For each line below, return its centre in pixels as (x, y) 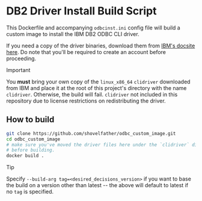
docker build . (25, 156)
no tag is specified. (30, 192)
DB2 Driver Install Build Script (82, 11)
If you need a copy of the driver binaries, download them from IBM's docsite (101, 46)
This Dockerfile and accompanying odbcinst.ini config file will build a (93, 28)
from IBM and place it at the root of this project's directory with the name (96, 88)
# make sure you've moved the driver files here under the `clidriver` (98, 145)
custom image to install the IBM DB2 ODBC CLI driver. (73, 34)
